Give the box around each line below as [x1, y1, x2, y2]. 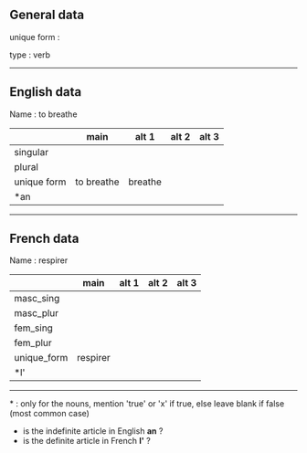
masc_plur [14, 307, 59, 320]
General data [9, 7, 85, 23]
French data [9, 231, 79, 247]
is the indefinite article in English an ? [22, 426, 164, 437]
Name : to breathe [9, 109, 78, 120]
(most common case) [9, 408, 90, 419]
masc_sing [14, 292, 60, 305]
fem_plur [14, 337, 52, 350]
